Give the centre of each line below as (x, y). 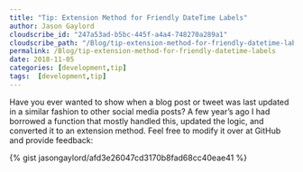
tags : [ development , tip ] (58, 77)
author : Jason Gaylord (52, 26)
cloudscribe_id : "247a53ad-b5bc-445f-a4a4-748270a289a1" (119, 34)
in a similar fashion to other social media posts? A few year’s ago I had (140, 111)
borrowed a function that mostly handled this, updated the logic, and (137, 121)
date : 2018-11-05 (42, 59)
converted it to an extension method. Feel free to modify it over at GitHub (145, 131)
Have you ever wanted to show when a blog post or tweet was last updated (149, 102)
